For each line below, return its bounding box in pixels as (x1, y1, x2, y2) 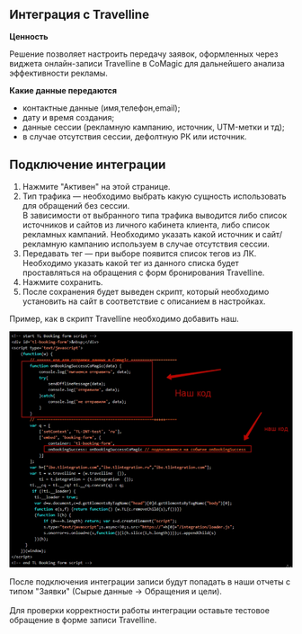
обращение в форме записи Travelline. (9, 614, 157, 625)
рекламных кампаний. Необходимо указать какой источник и (22, 228, 261, 239)
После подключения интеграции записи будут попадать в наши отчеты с (9, 576, 290, 587)
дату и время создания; (22, 112, 115, 122)
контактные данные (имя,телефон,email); (22, 103, 181, 113)
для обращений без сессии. (22, 200, 130, 210)
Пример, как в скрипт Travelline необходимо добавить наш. (9, 313, 240, 324)
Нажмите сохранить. (22, 276, 103, 287)
